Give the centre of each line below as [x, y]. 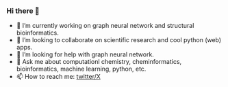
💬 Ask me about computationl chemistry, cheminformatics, [99, 62]
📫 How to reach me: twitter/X [58, 77]
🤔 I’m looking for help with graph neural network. [85, 54]
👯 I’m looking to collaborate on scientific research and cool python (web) [119, 40]
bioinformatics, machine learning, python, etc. [81, 69]
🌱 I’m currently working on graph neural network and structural [105, 26]
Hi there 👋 [23, 11]
